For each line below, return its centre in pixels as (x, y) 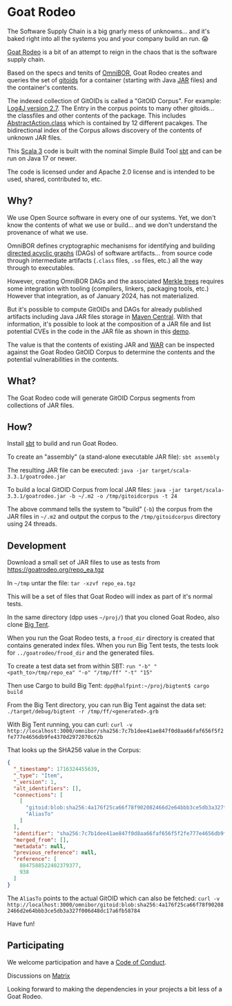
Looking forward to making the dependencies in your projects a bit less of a (115, 989)
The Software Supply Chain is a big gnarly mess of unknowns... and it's (109, 31)
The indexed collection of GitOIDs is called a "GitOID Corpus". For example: (114, 100)
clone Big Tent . (29, 625)
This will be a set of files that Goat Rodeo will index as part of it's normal (110, 596)
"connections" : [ (38, 795)
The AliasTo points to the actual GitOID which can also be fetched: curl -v (114, 898)
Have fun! (21, 924)
